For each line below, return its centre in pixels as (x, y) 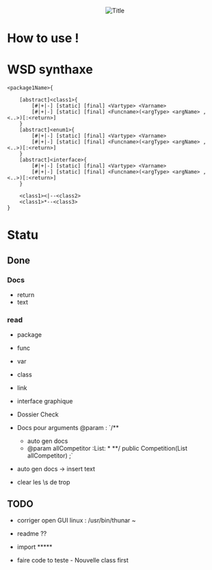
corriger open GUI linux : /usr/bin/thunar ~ (76, 521)
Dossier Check (38, 414)
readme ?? (32, 534)
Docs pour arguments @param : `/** (68, 428)
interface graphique (45, 401)
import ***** (35, 547)
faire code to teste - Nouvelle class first (72, 560)
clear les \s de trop (43, 482)
